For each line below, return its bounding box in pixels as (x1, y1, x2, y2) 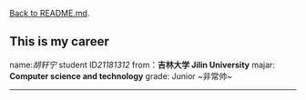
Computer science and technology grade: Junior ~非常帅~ (9, 70, 233, 81)
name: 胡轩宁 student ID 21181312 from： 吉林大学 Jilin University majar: (9, 59, 276, 70)
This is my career (9, 34, 109, 49)
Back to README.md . (9, 8, 90, 18)
